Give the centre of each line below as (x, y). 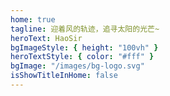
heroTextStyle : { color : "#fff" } (82, 57)
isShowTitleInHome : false (64, 76)
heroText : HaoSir (46, 38)
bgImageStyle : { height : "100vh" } (84, 47)
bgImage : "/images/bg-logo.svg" (77, 66)
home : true (33, 19)
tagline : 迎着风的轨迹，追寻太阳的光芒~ (85, 29)
